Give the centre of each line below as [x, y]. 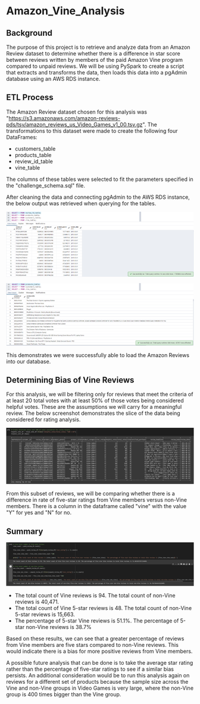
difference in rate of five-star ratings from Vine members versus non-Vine [97, 500]
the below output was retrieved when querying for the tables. [81, 203]
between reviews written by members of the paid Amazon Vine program [95, 60]
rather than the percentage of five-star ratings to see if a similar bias [90, 669]
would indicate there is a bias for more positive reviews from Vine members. [99, 651]
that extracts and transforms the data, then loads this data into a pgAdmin [97, 72]
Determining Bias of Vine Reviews [70, 380]
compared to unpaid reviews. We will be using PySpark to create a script [95, 66]
